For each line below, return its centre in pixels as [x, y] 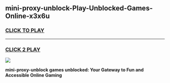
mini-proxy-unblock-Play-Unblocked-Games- [79, 8]
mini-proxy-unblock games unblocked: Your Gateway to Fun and [75, 69]
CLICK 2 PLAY [23, 49]
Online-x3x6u [28, 16]
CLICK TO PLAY [25, 31]
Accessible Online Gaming [34, 75]
